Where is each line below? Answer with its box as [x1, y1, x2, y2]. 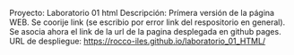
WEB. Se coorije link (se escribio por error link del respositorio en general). [9, 17, 286, 27]
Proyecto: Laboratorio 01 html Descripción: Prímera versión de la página [9, 8, 275, 18]
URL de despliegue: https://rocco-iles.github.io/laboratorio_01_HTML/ [9, 35, 266, 46]
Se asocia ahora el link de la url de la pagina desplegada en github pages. [9, 27, 281, 36]
